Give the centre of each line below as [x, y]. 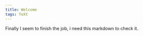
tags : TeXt [17, 14]
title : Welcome [21, 10]
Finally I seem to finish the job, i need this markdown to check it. [72, 28]
